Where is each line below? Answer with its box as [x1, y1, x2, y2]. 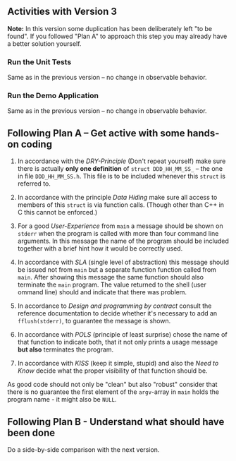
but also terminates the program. [17, 345, 114, 354]
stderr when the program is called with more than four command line [17, 229, 219, 238]
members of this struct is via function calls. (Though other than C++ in [17, 200, 224, 209]
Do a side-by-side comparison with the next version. [7, 445, 160, 454]
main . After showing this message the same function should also [17, 273, 204, 282]
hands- [187, 127, 220, 139]
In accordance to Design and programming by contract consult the [17, 301, 212, 310]
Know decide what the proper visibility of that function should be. [17, 366, 208, 375]
